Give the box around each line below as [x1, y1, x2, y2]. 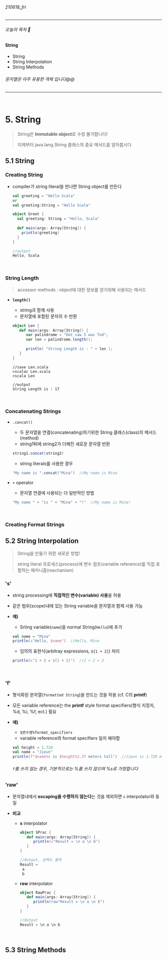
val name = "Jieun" [12, 749, 53, 755]
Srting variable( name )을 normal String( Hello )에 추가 [19, 624, 123, 630]
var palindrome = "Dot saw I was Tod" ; [25, 332, 108, 337]
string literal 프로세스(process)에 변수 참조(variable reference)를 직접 [17, 561, 155, 567]
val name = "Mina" [12, 634, 51, 639]
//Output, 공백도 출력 [19, 858, 62, 863]
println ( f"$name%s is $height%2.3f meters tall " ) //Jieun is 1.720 [12, 754, 158, 759]
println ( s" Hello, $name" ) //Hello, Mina [12, 639, 100, 643]
